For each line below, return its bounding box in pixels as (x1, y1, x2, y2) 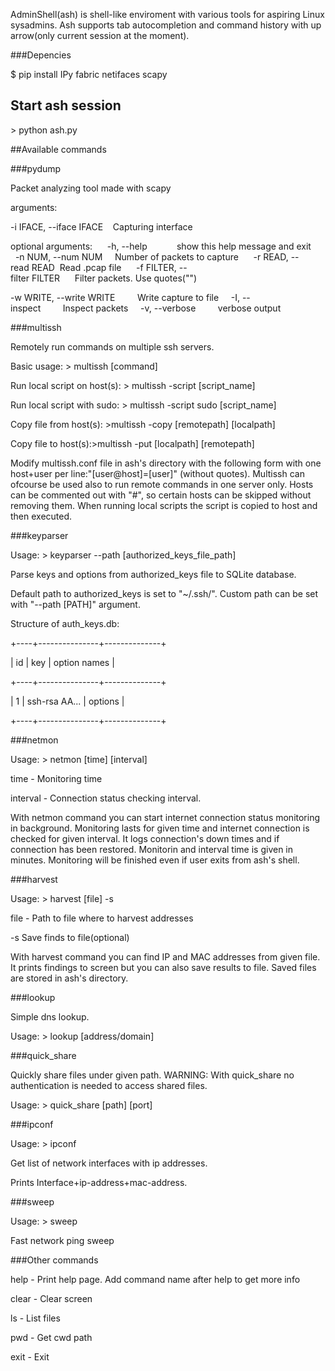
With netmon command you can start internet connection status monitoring (10, 811, 321, 823)
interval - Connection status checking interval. (10, 792, 202, 804)
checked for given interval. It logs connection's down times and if (10, 832, 280, 844)
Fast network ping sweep (10, 1234, 115, 1246)
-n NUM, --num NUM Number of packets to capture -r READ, (14, 250, 289, 263)
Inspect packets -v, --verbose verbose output (62, 302, 282, 314)
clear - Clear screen (10, 1292, 93, 1304)
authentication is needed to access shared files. (10, 1079, 208, 1091)
